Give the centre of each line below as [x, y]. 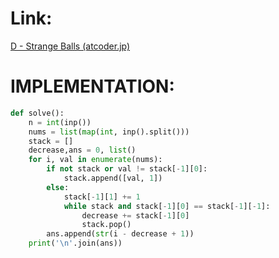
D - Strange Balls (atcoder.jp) [70, 46]
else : [58, 187]
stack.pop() [106, 225]
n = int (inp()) [60, 122]
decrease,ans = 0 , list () [82, 150]
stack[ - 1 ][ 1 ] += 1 [102, 197]
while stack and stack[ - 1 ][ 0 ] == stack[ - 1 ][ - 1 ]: [167, 206]
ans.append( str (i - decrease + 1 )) [120, 234]
